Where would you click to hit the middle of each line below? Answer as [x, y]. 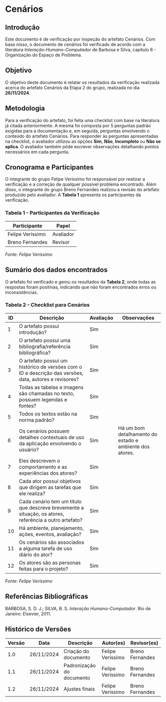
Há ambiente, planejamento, [51, 528]
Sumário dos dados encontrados [56, 270]
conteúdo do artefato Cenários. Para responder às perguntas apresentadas [82, 136]
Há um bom [131, 428]
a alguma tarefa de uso [46, 548]
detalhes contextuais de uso [52, 437]
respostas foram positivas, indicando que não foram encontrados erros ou [81, 287]
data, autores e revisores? [49, 379]
